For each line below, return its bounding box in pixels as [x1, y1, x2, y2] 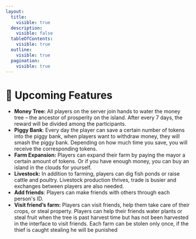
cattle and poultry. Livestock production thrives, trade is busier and [13, 177, 177, 184]
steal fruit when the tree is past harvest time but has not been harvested [13, 214, 189, 221]
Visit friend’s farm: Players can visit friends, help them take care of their [13, 201, 190, 208]
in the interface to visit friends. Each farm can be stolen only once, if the [13, 220, 189, 227]
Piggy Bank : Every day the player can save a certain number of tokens [13, 127, 185, 134]
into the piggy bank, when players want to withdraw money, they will [13, 133, 180, 140]
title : [11, 14, 27, 20]
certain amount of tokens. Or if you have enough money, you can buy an [13, 158, 190, 165]
